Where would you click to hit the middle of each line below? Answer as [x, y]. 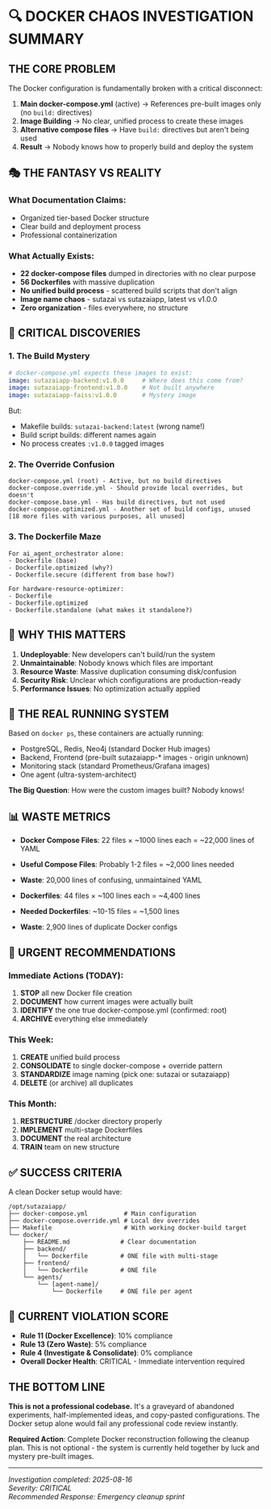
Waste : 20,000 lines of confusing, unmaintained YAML [111, 880]
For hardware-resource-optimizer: [67, 589]
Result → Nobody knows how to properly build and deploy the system [137, 147]
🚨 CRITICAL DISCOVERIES [75, 333]
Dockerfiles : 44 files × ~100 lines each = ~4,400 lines [110, 896]
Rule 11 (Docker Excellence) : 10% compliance [96, 1336]
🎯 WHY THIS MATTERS [67, 635]
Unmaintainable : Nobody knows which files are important [117, 663]
